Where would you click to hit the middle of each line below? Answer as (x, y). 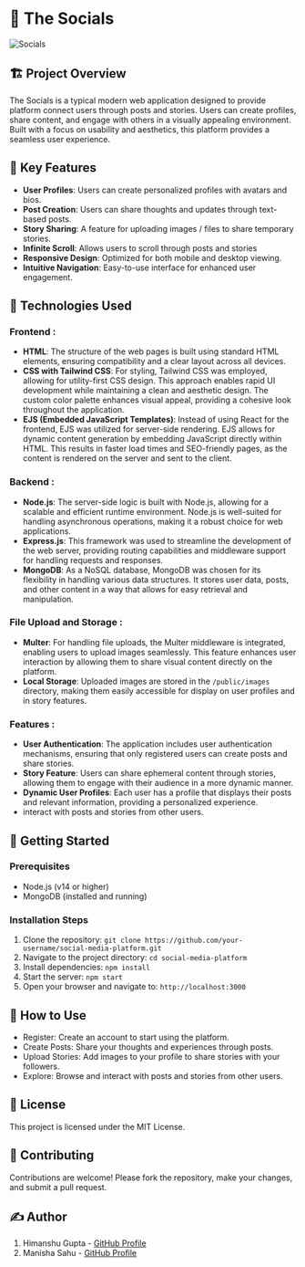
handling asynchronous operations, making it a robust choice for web (153, 521)
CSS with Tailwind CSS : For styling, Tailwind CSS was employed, (145, 371)
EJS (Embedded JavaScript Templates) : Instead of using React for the (156, 420)
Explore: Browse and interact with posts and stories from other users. (153, 1075)
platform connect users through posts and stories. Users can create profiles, (153, 110)
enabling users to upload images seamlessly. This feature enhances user (159, 652)
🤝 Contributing (52, 1155)
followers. (41, 1066)
